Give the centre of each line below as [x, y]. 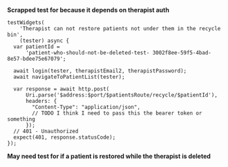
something [21, 119]
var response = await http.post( [61, 89]
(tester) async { [45, 41]
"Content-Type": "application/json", [86, 107]
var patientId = [37, 47]
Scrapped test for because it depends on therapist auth [88, 10]
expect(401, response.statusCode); [65, 137]
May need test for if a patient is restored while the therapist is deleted [109, 156]
